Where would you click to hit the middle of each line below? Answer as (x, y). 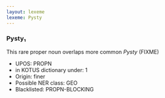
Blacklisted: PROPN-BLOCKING (54, 89)
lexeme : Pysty (24, 18)
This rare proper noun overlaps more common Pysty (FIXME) (83, 51)
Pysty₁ (16, 39)
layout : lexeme (26, 12)
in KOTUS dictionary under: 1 (51, 70)
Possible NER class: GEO (46, 83)
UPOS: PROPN (33, 64)
